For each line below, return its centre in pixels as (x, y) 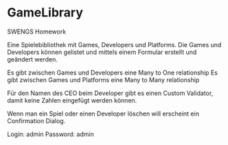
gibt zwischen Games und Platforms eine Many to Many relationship (103, 79)
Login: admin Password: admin (50, 134)
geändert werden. (33, 59)
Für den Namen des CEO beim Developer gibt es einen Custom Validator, (110, 93)
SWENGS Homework (37, 31)
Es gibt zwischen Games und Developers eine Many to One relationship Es (113, 72)
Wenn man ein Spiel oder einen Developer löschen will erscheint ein (103, 114)
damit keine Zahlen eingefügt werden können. (72, 100)
